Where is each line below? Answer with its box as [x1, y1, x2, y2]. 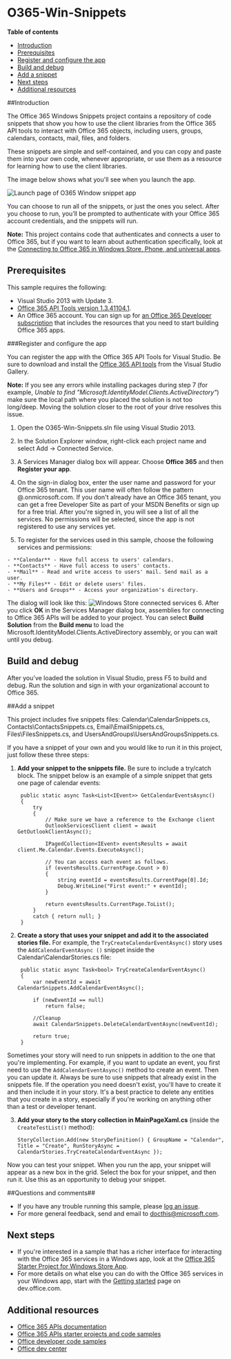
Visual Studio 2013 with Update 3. [17, 296, 114, 305]
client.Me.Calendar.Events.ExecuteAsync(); [17, 846, 145, 854]
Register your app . [17, 465, 72, 473]
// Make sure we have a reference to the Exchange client [45, 816, 215, 823]
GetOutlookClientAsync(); [17, 828, 92, 835]
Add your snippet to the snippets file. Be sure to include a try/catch [17, 764, 212, 772]
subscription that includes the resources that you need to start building [17, 318, 219, 327]
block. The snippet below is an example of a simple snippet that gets [17, 771, 212, 780]
